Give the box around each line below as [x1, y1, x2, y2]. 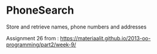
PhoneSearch [6, 4, 75, 17]
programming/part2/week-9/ [6, 41, 76, 48]
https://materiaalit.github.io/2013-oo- [60, 34, 151, 42]
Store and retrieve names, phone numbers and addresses [6, 23, 147, 30]
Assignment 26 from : [6, 34, 59, 42]
